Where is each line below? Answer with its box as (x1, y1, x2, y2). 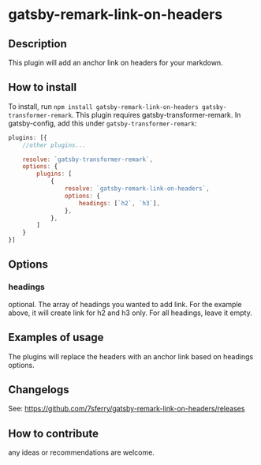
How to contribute (8, 426, 99, 440)
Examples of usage (8, 331, 104, 344)
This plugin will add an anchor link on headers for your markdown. (8, 58, 223, 67)
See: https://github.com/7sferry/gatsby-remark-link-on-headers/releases (8, 404, 245, 414)
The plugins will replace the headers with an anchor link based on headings (8, 351, 254, 361)
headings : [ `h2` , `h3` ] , (78, 199, 160, 207)
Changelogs (8, 383, 69, 396)
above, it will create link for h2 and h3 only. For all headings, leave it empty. (8, 308, 252, 317)
